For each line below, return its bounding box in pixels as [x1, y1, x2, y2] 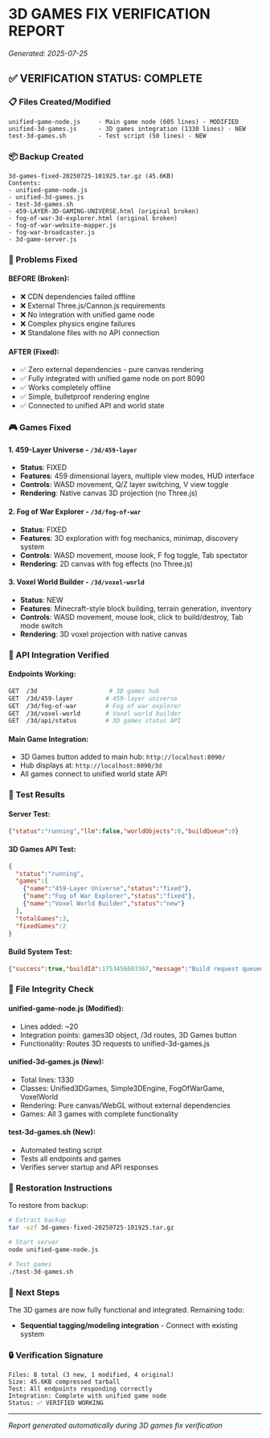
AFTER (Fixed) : [8, 346, 60, 356]
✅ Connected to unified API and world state [19, 401, 165, 411]
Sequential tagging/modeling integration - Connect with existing [19, 1320, 239, 1330]
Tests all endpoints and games [19, 1154, 121, 1164]
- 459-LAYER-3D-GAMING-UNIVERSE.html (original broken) [8, 207, 199, 215]
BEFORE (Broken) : [8, 274, 70, 284]
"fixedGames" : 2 [15, 922, 67, 930]
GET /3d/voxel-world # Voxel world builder [8, 709, 182, 718]
